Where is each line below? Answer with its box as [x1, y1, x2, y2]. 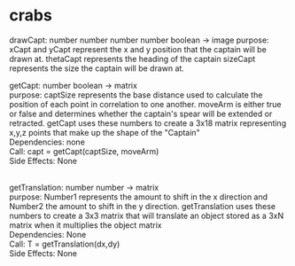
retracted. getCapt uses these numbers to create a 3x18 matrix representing [9, 117, 286, 129]
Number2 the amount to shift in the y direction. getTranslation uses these [9, 200, 276, 211]
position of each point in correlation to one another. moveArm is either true [9, 98, 282, 109]
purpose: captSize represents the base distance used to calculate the [9, 90, 263, 100]
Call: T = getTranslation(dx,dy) [9, 239, 120, 249]
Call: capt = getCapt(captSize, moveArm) [9, 145, 159, 156]
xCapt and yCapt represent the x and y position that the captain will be [9, 43, 268, 54]
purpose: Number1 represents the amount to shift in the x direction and [9, 192, 268, 202]
